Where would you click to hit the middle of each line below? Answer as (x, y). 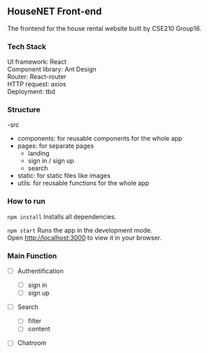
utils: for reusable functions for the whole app (83, 183)
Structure (24, 110)
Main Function (32, 256)
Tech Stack (27, 46)
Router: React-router (37, 77)
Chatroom (32, 343)
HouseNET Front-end (55, 12)
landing (39, 153)
